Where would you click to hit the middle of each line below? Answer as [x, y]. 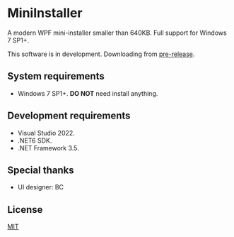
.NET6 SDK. [35, 140]
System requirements [56, 76]
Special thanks [41, 170]
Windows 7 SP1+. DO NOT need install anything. [88, 93]
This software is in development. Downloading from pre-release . [101, 54]
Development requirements [69, 116]
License [25, 210]
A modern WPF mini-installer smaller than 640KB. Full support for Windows [117, 33]
